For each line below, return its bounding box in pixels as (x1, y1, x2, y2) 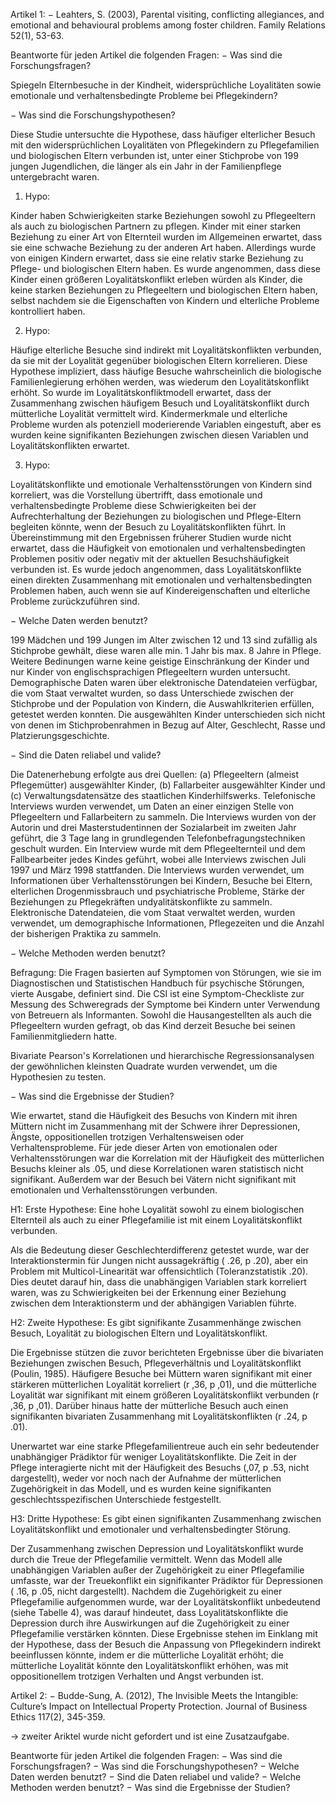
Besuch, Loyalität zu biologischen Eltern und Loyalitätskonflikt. (10, 1327, 268, 1339)
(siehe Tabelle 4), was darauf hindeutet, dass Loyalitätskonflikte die (10, 1607, 289, 1618)
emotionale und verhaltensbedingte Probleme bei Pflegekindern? (10, 90, 278, 101)
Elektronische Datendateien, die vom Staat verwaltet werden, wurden (10, 907, 296, 918)
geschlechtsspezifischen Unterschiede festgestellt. (10, 1494, 222, 1505)
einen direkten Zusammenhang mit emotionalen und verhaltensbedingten (10, 574, 313, 586)
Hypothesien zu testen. (10, 1071, 107, 1083)
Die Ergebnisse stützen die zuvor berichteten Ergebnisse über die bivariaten (10, 1347, 324, 1358)
